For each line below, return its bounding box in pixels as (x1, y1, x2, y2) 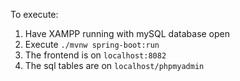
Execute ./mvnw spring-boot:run (24, 39, 160, 50)
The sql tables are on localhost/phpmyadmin (24, 60, 205, 71)
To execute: (10, 9, 59, 20)
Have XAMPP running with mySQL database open (24, 28, 231, 39)
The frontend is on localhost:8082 (24, 49, 167, 61)
